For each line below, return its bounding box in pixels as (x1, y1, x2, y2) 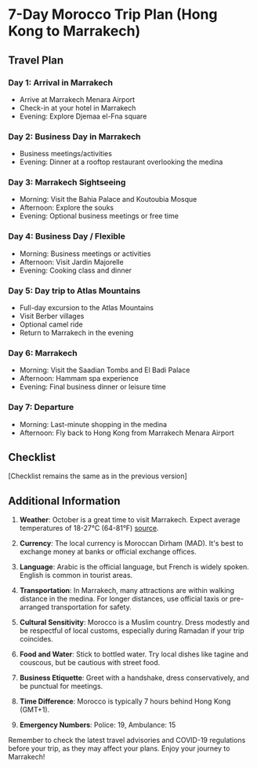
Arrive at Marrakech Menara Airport (19, 94, 136, 104)
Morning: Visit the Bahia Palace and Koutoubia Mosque (19, 195, 197, 204)
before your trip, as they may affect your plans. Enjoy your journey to (8, 744, 230, 753)
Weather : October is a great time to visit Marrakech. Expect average (19, 515, 241, 525)
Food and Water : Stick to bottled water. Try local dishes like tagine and (19, 649, 249, 659)
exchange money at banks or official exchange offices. (19, 547, 197, 557)
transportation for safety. (50, 602, 132, 612)
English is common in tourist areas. (19, 571, 133, 580)
